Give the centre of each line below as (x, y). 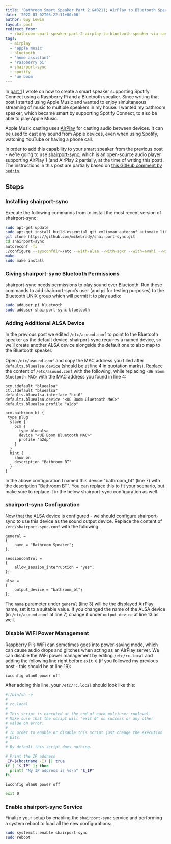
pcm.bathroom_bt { (25, 413)
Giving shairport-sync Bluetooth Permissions (62, 274)
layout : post (19, 24)
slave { (18, 422)
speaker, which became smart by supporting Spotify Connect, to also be (81, 113)
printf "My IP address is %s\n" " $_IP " (52, 770)
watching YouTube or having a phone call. (49, 139)
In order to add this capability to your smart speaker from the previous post (84, 149)
